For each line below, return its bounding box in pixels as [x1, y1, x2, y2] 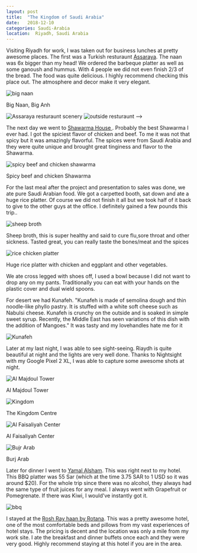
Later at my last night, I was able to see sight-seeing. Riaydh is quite [6, 345, 172, 352]
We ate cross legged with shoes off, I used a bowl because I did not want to [6, 273, 190, 280]
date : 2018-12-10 [6, 20, 54, 25]
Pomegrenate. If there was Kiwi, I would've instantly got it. [6, 492, 148, 499]
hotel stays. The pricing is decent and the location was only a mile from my [6, 528, 189, 535]
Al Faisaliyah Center [6, 433, 55, 440]
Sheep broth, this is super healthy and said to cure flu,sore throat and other [6, 232, 190, 239]
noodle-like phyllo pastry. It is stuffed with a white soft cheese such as [6, 303, 178, 310]
